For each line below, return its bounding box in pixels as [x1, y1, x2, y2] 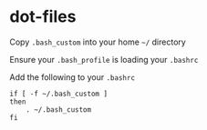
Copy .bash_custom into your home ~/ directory [9, 36, 187, 47]
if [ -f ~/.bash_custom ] [9, 89, 108, 98]
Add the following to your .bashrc [9, 71, 135, 83]
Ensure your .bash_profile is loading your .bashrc [9, 54, 199, 65]
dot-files [9, 6, 77, 27]
